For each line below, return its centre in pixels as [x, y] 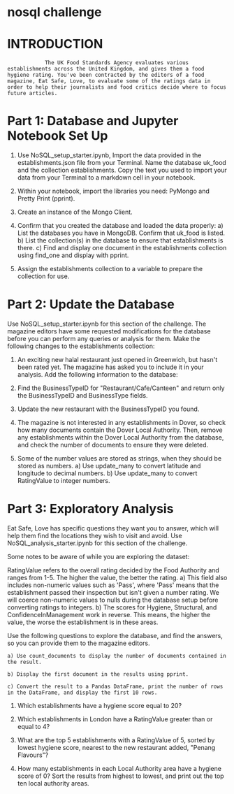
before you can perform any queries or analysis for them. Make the [104, 339]
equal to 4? [34, 726]
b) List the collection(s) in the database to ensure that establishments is [120, 240]
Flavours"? [33, 755]
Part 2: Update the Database [91, 304]
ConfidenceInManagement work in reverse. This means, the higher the [109, 614]
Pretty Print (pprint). [46, 198]
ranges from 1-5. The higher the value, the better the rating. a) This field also [117, 577]
